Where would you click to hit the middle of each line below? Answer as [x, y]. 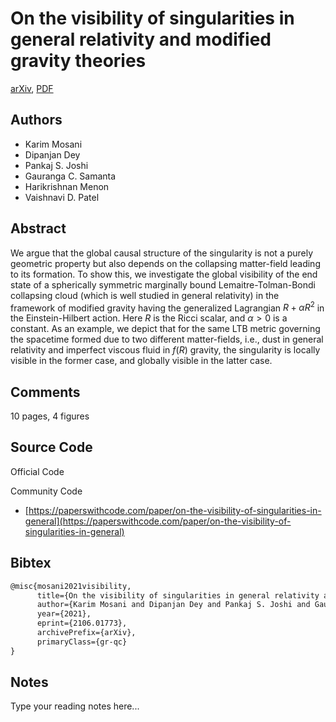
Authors [36, 120]
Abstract [38, 228]
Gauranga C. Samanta [70, 176]
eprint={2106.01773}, [82, 623]
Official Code [37, 471]
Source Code [51, 447]
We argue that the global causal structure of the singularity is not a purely [162, 253]
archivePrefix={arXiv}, [86, 633]
